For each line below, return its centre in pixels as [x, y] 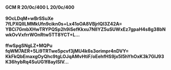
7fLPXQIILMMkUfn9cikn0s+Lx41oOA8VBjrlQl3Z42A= [64, 24]
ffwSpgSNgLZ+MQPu [29, 45]
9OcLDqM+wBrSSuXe [30, 18]
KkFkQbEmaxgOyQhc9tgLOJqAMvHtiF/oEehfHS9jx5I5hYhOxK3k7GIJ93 [85, 57]
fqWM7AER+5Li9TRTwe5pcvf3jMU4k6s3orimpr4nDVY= [67, 51]
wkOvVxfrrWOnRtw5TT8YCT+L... [43, 35]
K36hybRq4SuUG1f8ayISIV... [37, 62]
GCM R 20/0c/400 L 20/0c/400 [40, 7]
